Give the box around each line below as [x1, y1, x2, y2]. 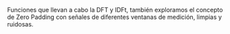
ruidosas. [7, 20, 34, 28]
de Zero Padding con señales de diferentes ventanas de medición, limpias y [7, 13, 222, 21]
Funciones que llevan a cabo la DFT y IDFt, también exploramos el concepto [7, 6, 223, 14]
